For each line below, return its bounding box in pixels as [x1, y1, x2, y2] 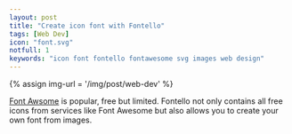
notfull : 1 [9, 46, 50, 55]
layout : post [9, 12, 58, 22]
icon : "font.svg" [9, 37, 74, 47]
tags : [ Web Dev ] [9, 29, 69, 38]
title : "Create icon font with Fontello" [9, 21, 166, 30]
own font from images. [9, 114, 93, 125]
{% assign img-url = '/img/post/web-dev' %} [9, 79, 174, 89]
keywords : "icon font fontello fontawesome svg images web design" [9, 54, 265, 63]
